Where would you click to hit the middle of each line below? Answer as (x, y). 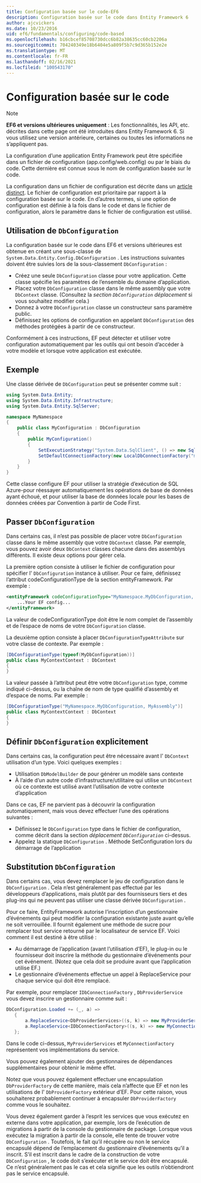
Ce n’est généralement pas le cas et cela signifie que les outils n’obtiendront (100, 1167)
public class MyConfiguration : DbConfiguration (79, 428)
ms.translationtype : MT (36, 51)
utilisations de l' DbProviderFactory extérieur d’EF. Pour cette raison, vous (97, 1091)
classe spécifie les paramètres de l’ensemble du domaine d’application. (103, 282)
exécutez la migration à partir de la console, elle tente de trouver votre (93, 1135)
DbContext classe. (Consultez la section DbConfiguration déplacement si (103, 295)
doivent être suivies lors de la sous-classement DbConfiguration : (87, 264)
